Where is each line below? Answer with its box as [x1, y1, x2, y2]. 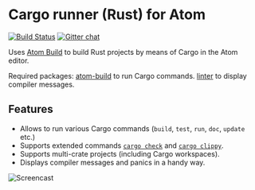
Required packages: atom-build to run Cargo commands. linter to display [8, 71, 247, 80]
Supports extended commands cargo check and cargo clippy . [19, 141, 224, 150]
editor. [8, 56, 29, 65]
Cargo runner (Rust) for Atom [8, 6, 206, 24]
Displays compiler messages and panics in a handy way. [19, 157, 206, 167]
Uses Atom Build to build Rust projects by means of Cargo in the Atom [8, 47, 238, 56]
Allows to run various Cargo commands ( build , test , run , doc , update [19, 123, 245, 133]
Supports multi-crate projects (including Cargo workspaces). [19, 149, 221, 158]
